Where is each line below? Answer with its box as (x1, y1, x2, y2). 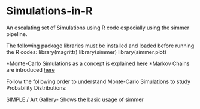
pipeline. (6, 30, 28, 37)
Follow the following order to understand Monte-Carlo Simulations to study (6, 78, 190, 85)
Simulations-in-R (6, 4, 93, 18)
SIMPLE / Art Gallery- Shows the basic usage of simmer (6, 96, 144, 103)
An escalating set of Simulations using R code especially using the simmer (6, 24, 190, 31)
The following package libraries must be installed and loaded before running (6, 42, 195, 49)
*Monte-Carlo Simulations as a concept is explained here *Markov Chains (6, 60, 190, 67)
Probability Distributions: (6, 84, 67, 91)
